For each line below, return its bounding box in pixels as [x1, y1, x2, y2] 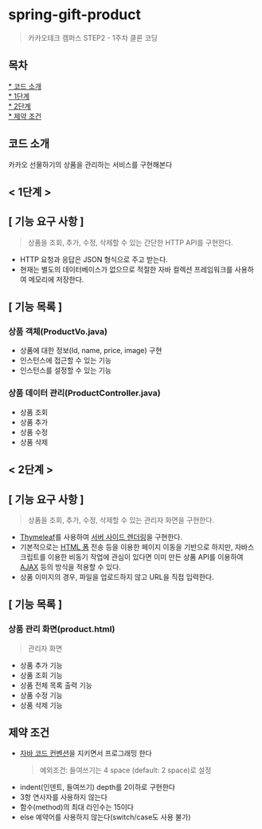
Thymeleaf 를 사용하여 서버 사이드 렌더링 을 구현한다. [19, 532, 183, 541]
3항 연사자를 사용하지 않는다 [19, 792, 108, 802]
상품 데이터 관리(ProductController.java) [8, 387, 161, 399]
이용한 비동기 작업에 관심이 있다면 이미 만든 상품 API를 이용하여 [47, 552, 244, 561]
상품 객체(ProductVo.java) [8, 326, 108, 337]
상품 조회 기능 [19, 670, 63, 680]
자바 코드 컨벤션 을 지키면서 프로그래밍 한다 [19, 748, 153, 758]
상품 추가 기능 [19, 660, 63, 670]
